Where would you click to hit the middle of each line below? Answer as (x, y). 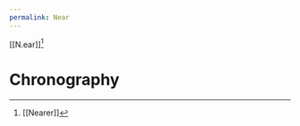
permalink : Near (39, 17)
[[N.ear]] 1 (27, 43)
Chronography (65, 80)
